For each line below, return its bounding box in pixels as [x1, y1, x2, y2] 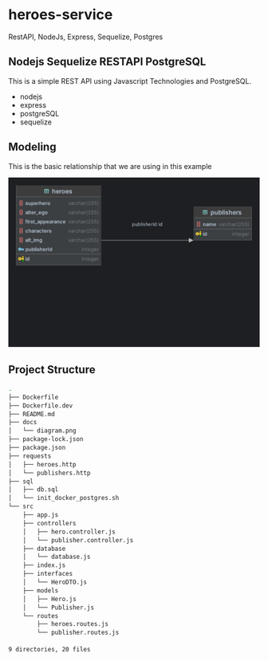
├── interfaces [22, 570, 73, 578]
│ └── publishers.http [8, 469, 91, 477]
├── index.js [22, 561, 66, 569]
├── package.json [8, 444, 66, 452]
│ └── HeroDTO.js [22, 578, 88, 587]
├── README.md [8, 410, 56, 418]
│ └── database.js [22, 553, 91, 561]
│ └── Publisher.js [22, 604, 94, 612]
